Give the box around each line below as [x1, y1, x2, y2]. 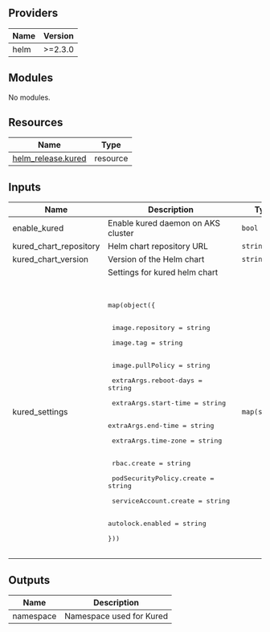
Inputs [8, 180, 42, 194]
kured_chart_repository [12, 241, 100, 252]
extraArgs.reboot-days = [111, 377, 202, 385]
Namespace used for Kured [63, 610, 169, 622]
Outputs [8, 573, 51, 587]
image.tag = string [111, 339, 183, 348]
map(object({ [108, 301, 156, 310]
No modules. [8, 92, 51, 102]
